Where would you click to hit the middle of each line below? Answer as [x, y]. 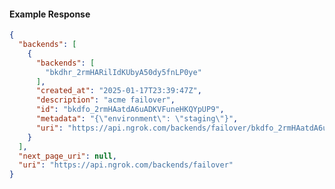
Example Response [50, 14]
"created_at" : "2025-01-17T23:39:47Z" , [118, 91]
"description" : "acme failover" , [105, 100]
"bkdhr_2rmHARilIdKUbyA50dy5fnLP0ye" [123, 72]
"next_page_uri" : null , [67, 156]
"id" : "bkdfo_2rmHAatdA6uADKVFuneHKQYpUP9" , [130, 110]
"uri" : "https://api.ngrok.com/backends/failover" [126, 165]
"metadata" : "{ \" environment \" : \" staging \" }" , [137, 119]
